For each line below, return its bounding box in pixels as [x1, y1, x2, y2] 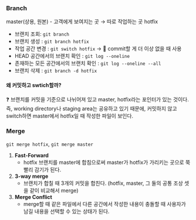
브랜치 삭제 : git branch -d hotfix [14, 67, 97, 74]
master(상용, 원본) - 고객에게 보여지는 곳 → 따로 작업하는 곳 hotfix [6, 18, 158, 25]
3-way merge [14, 173, 49, 180]
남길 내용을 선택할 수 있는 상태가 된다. [23, 208, 110, 215]
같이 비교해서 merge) [29, 187, 79, 194]
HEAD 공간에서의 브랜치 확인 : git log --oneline [14, 53, 130, 60]
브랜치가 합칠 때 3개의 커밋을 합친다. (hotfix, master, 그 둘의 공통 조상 [23, 180, 183, 187]
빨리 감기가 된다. [23, 166, 62, 173]
